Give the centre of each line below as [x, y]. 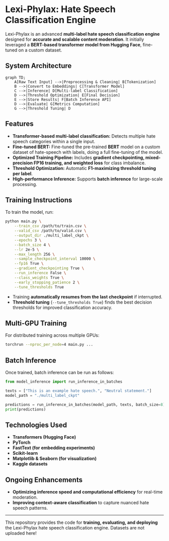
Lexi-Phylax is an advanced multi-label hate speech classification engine [82, 34]
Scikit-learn [25, 453]
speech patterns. [30, 508]
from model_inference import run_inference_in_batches [64, 382]
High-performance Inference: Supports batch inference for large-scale [88, 179]
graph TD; [16, 77]
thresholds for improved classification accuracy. [62, 307]
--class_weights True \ [39, 278]
